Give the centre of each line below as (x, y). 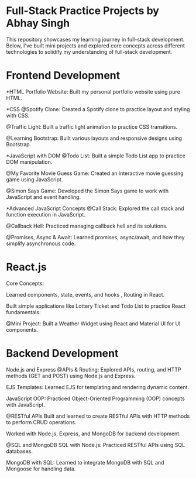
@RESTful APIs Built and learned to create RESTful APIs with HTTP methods (98, 416)
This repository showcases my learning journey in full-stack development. (95, 39)
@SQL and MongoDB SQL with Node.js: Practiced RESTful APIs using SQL (96, 445)
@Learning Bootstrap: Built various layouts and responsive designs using (94, 138)
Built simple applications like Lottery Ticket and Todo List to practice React (96, 306)
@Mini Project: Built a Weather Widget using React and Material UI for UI (93, 324)
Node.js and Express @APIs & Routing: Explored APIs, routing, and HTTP (94, 369)
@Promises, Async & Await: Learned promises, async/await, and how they (96, 237)
